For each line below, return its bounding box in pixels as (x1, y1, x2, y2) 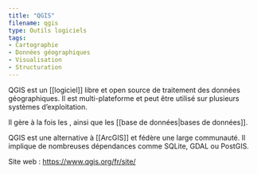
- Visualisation (8, 56, 62, 64)
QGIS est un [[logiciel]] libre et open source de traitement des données (8, 85, 241, 95)
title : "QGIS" (8, 11, 56, 20)
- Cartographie (8, 41, 59, 49)
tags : (8, 33, 26, 42)
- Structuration (8, 64, 62, 72)
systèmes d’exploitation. (8, 102, 88, 111)
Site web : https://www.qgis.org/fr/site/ (8, 157, 137, 166)
